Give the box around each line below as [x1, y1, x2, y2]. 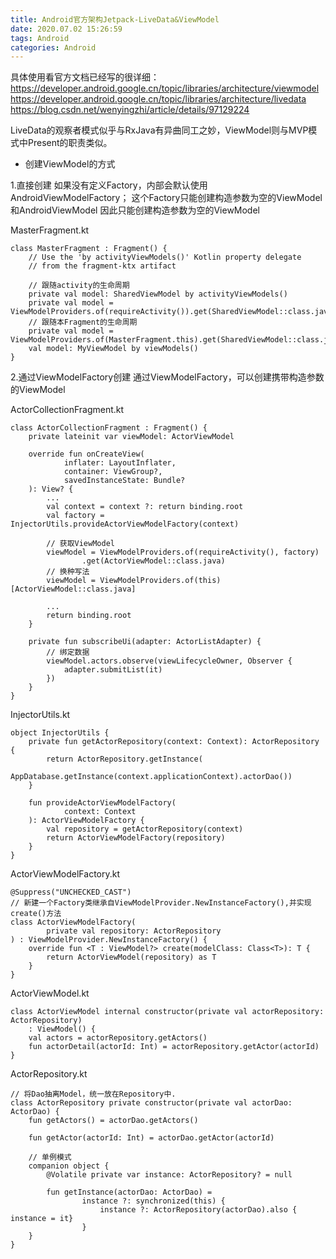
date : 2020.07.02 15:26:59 [10, 24, 123, 34]
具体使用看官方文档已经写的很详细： [10, 71, 160, 83]
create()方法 [10, 909, 62, 919]
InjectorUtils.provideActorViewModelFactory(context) [10, 519, 240, 530]
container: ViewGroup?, [63, 467, 163, 477]
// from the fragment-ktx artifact [28, 261, 177, 271]
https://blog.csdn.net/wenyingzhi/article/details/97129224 [10, 104, 250, 116]
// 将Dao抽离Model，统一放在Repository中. [10, 1089, 177, 1100]
